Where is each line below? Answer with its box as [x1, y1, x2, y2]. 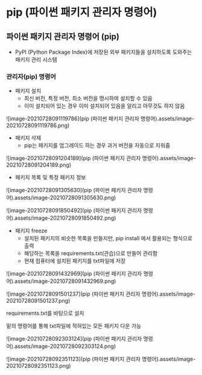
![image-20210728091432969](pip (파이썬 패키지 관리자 [6, 270, 142, 277]
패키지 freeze [14, 227, 48, 235]
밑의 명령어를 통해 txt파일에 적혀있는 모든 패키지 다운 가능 [6, 323, 142, 330]
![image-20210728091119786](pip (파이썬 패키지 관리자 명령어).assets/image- [6, 115, 195, 122]
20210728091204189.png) [6, 161, 71, 169]
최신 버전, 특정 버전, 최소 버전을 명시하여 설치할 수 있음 [24, 95, 153, 102]
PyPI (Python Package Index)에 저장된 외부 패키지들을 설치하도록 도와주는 [14, 49, 192, 55]
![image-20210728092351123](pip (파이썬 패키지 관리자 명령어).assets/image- [6, 356, 196, 363]
